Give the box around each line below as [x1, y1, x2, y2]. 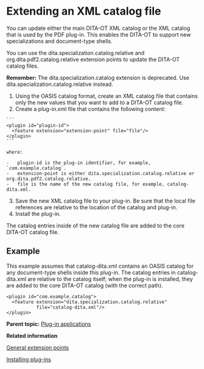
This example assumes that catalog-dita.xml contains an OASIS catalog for [6, 262, 194, 270]
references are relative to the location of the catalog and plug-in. [15, 203, 178, 211]
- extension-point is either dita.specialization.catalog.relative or [6, 170, 195, 176]
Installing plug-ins [6, 356, 52, 363]
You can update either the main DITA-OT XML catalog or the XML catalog [6, 24, 191, 32]
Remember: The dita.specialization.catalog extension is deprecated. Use [6, 74, 190, 81]
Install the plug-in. [15, 210, 61, 217]
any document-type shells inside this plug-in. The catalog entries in [6, 268, 176, 276]
